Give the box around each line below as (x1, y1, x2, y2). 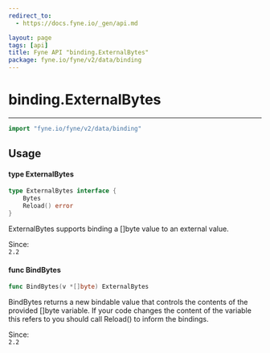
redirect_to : (8, 11, 52, 20)
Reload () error (22, 202, 74, 210)
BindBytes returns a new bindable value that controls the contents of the (8, 297, 248, 306)
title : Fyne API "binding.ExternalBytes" (8, 49, 149, 57)
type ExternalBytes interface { (8, 187, 117, 195)
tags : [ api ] (8, 41, 48, 49)
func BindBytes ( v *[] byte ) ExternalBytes (8, 282, 149, 291)
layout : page (8, 34, 52, 42)
